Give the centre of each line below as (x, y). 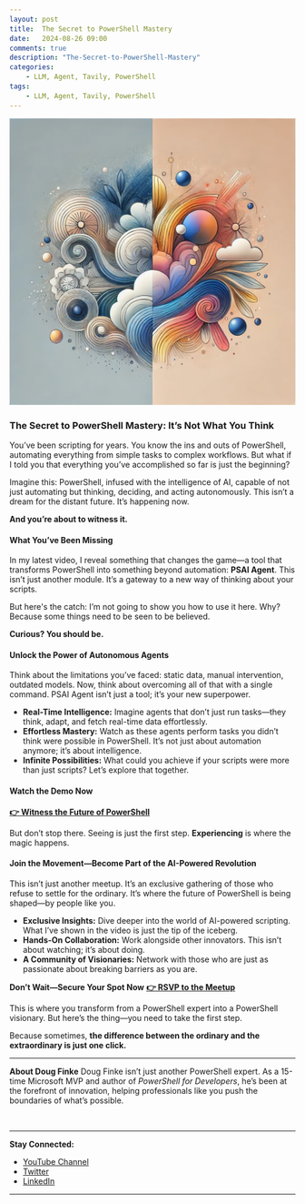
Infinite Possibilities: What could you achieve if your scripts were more (156, 761)
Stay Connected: (42, 1144)
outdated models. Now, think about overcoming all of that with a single (141, 685)
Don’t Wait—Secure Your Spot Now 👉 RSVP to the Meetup (123, 986)
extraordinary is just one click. (68, 1045)
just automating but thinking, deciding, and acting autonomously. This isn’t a (152, 491)
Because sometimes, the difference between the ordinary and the (135, 1035)
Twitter (36, 1171)
